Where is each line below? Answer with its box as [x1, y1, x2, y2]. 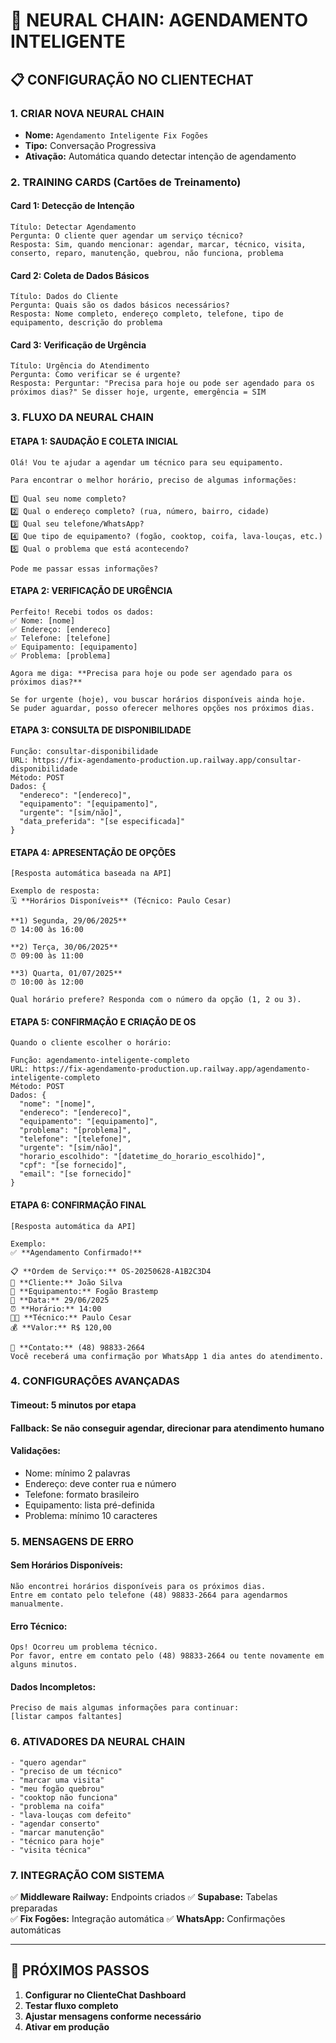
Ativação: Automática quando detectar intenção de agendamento [24, 150, 297, 162]
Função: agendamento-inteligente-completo [10, 1055, 190, 1066]
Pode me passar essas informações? [10, 564, 159, 574]
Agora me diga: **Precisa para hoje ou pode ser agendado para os [10, 668, 293, 678]
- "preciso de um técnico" [10, 1766, 123, 1776]
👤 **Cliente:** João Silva [10, 1277, 123, 1288]
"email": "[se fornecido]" [19, 1169, 132, 1179]
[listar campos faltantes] [10, 1712, 123, 1722]
